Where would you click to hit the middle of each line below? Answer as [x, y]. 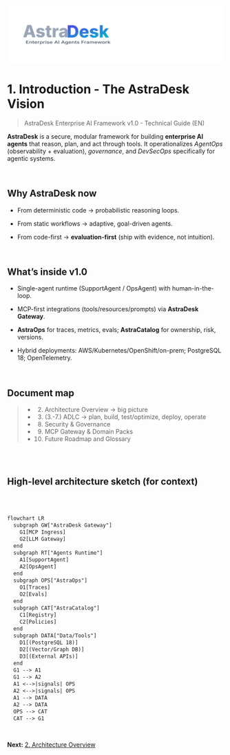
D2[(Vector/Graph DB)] [52, 650]
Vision [26, 104]
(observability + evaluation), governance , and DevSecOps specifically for [111, 151]
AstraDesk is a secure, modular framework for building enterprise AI [105, 136]
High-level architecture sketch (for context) [103, 481]
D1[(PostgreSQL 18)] [49, 643]
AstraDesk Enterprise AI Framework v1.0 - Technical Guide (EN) [114, 123]
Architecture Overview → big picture [96, 410]
